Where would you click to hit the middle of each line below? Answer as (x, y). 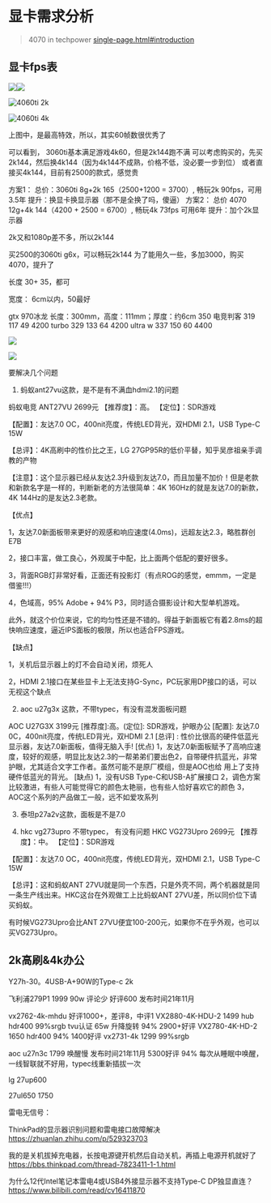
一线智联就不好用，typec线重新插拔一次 (75, 1064)
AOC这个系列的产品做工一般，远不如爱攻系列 (84, 797)
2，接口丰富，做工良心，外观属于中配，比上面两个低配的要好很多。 (121, 558)
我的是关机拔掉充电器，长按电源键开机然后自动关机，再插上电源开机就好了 (132, 1155)
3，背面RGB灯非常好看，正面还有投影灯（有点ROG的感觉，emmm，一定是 (133, 575)
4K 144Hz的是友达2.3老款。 (55, 497)
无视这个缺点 (30, 691)
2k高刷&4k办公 (47, 960)
